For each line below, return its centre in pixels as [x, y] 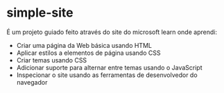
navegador [32, 82]
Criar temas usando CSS [52, 60]
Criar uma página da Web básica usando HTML [84, 45]
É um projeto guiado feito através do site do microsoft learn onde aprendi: [112, 32]
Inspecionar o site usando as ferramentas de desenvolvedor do [107, 75]
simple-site [40, 13]
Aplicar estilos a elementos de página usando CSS [88, 53]
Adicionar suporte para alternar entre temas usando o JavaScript [109, 67]
